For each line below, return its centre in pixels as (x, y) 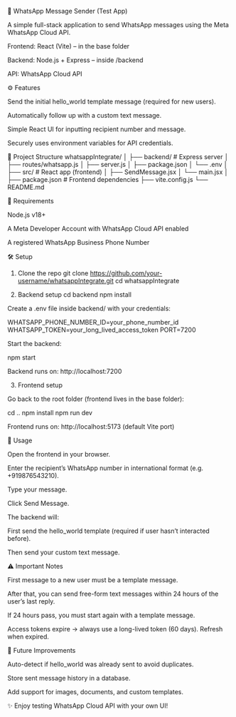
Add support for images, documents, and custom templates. (95, 692)
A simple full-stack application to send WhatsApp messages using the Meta (118, 25)
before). (19, 538)
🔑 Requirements (31, 201)
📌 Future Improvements (42, 650)
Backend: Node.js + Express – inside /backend (75, 60)
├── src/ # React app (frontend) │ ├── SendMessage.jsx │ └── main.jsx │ (118, 172)
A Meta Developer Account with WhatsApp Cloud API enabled (98, 229)
